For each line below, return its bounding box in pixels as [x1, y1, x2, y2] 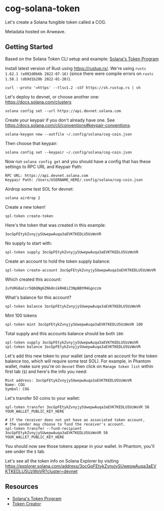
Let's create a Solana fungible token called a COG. [5, 19, 106, 25]
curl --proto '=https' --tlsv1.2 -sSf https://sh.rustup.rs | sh [5, 85, 141, 90]
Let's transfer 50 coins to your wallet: [5, 395, 81, 401]
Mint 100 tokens [5, 312, 38, 318]
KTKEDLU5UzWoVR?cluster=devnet [5, 468, 78, 474]
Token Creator [12, 501, 41, 507]
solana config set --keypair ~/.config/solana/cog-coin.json [5, 150, 132, 155]
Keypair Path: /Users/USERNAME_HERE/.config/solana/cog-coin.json [5, 177, 143, 182]
